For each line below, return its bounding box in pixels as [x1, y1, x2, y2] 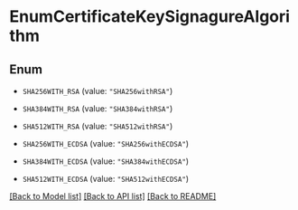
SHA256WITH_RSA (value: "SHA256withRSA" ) [22, 86, 173, 96]
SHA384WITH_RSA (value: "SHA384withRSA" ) [22, 103, 173, 114]
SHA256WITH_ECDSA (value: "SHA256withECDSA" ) [22, 138, 190, 148]
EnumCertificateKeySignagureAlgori [9, 6, 291, 27]
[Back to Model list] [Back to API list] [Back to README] [9, 191, 217, 201]
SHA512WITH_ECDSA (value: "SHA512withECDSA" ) [22, 174, 190, 184]
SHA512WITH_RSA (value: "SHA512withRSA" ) [22, 120, 173, 131]
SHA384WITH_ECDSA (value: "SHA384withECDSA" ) [22, 156, 190, 167]
